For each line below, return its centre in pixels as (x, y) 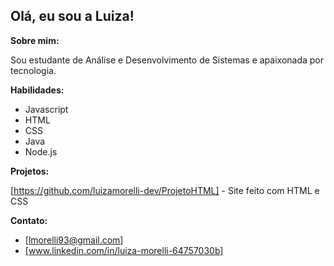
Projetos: (30, 171)
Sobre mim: (35, 40)
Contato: (29, 220)
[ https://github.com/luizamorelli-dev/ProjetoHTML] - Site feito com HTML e (165, 190)
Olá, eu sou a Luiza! (72, 16)
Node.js (41, 151)
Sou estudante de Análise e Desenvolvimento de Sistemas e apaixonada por (167, 60)
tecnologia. (33, 70)
